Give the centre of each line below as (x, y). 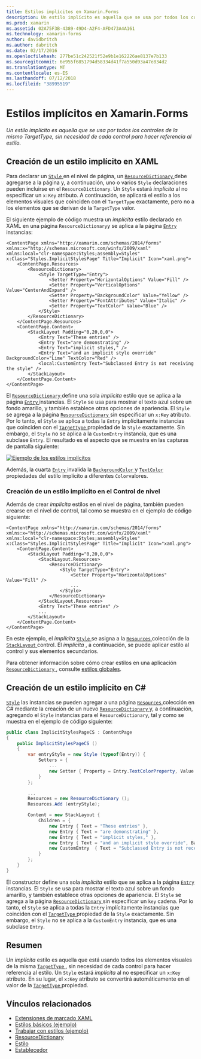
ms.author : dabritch (32, 45)
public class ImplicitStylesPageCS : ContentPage (69, 732)
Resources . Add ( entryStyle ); (64, 804)
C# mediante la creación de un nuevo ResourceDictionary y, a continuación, (100, 709)
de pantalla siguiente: (33, 446)
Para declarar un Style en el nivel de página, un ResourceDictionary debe (97, 176)
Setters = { (53, 760)
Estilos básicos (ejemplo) (45, 1025)
